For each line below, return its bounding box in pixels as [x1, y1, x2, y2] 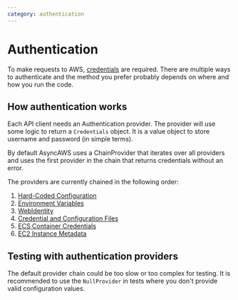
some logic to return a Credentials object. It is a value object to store [7, 127, 210, 136]
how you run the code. [7, 80, 73, 89]
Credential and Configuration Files [17, 214, 119, 223]
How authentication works [7, 101, 128, 113]
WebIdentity [17, 206, 54, 215]
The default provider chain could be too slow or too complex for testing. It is [7, 269, 231, 278]
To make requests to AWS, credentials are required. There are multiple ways [7, 65, 231, 74]
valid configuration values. [7, 284, 86, 293]
